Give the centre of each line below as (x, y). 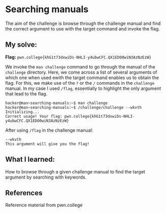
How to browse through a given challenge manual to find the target (75, 171)
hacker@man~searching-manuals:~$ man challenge (57, 103)
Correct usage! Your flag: (34, 116)
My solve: (21, 45)
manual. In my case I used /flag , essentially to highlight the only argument (83, 88)
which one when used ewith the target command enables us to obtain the (82, 78)
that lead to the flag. (26, 94)
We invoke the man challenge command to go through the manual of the (80, 66)
